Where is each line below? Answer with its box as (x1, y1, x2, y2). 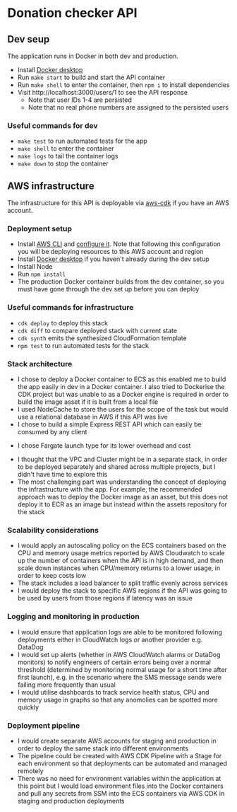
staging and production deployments (17, 796, 125, 805)
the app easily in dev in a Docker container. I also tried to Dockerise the (17, 383, 225, 390)
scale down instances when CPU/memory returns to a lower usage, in (17, 564, 221, 572)
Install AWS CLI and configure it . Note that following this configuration (17, 240, 221, 248)
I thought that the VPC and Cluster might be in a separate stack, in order (17, 455, 228, 463)
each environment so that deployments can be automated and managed (17, 759, 228, 767)
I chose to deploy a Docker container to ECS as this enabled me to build (17, 375, 226, 383)
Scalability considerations (7, 525, 99, 535)
